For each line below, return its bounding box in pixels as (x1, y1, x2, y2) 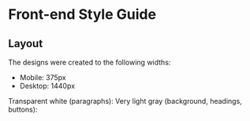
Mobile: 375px (19, 73, 66, 82)
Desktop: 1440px (19, 81, 76, 90)
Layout (8, 37, 43, 50)
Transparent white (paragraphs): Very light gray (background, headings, (8, 97, 242, 105)
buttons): (8, 104, 38, 114)
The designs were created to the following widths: (8, 57, 171, 67)
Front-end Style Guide (8, 5, 156, 24)
